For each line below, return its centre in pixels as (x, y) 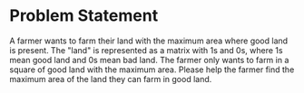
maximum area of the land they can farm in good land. (111, 79)
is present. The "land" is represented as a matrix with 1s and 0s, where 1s (146, 50)
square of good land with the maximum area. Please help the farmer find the (152, 70)
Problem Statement (84, 16)
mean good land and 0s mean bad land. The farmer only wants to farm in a (149, 60)
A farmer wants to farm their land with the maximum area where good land (149, 41)
